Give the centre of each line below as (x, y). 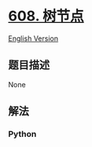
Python (22, 134)
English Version (33, 38)
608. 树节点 (46, 16)
